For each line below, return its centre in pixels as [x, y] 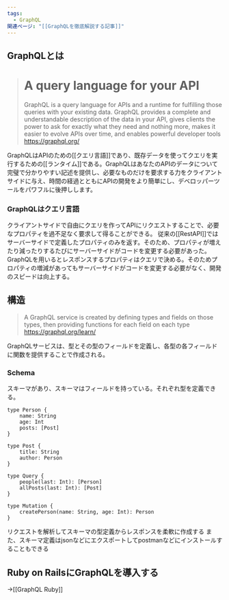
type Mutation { [30, 506]
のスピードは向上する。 [40, 276]
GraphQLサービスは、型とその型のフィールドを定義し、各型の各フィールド [112, 346]
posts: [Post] [39, 428]
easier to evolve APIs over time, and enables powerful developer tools [122, 134]
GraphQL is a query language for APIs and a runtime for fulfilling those [123, 104]
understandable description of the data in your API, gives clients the [119, 119]
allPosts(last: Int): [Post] [61, 488]
